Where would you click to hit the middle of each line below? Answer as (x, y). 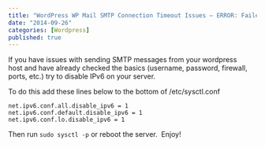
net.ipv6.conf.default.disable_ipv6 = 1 (76, 113)
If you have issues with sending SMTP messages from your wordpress (123, 60)
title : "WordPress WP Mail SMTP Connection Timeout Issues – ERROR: (123, 15)
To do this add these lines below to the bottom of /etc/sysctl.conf (114, 92)
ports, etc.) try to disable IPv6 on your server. (82, 76)
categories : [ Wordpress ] (49, 30)
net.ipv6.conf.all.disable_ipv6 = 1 (68, 106)
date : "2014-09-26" (40, 23)
